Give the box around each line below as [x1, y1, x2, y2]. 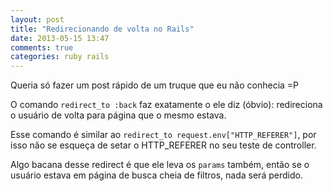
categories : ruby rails [10, 52, 110, 62]
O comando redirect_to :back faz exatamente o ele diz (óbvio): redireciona [10, 99, 323, 111]
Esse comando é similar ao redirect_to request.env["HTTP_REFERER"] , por [10, 129, 317, 141]
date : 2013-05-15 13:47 [10, 33, 110, 43]
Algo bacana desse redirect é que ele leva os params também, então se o [10, 159, 310, 171]
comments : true [10, 42, 74, 53]
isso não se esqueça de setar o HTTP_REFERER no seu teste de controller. [10, 139, 317, 151]
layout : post [10, 14, 65, 25]
